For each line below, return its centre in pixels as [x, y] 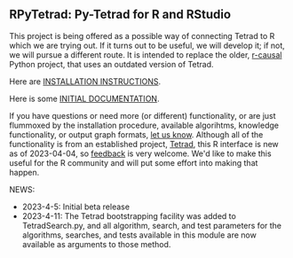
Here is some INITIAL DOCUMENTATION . [84, 98]
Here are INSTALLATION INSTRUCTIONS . [85, 81]
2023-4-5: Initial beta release [76, 207]
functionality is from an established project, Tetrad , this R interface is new [144, 144]
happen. [24, 172]
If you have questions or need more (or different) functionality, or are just [143, 115]
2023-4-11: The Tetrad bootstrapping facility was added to [129, 215]
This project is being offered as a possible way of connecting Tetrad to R [142, 35]
